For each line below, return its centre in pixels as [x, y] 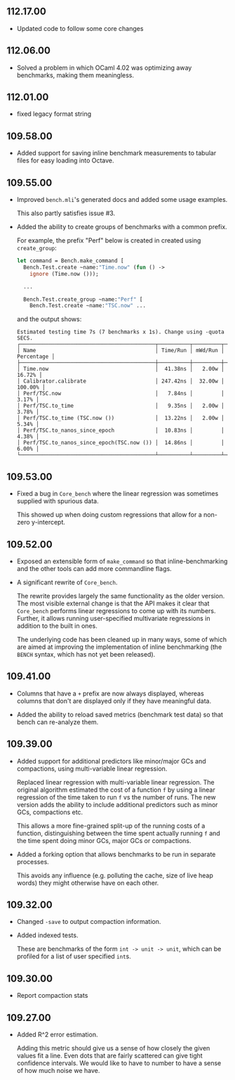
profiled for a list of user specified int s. [74, 956]
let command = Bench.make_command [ [70, 261]
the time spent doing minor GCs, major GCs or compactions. [104, 840]
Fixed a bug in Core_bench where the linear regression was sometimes [117, 494]
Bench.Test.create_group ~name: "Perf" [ [83, 299]
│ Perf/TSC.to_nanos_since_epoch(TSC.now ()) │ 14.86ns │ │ [121, 443]
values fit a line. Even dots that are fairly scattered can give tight [109, 1055]
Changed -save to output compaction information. [89, 922]
